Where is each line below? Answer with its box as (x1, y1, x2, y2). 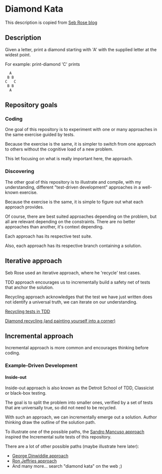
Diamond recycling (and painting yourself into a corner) (5, 318, 116, 323)
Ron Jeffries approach (12, 458, 57, 464)
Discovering (5, 168, 34, 175)
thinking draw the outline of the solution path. (5, 419, 96, 425)
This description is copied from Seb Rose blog (5, 19, 97, 25)
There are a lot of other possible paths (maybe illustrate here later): (5, 443, 139, 449)
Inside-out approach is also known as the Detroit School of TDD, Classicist (5, 385, 154, 391)
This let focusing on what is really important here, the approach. (5, 156, 133, 162)
